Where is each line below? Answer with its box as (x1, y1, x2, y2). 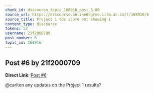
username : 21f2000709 (5, 31, 51, 36)
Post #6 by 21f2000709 (5, 59, 81, 67)
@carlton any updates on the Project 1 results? (5, 81, 101, 88)
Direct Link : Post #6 (5, 72, 47, 78)
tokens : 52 (5, 26, 28, 31)
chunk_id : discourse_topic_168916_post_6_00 (5, 7, 100, 13)
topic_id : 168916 (5, 40, 42, 45)
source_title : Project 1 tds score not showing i (5, 17, 111, 22)
